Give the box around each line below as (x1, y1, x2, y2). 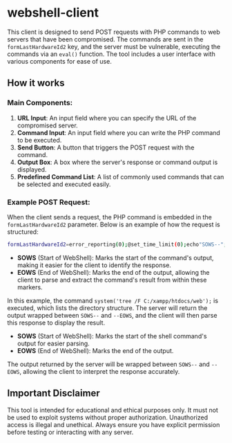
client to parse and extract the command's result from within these (17, 275, 207, 284)
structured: (7, 227, 39, 236)
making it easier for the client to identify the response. (17, 261, 171, 269)
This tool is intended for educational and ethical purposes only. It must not (7, 406, 219, 414)
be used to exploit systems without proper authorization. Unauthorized (7, 413, 209, 422)
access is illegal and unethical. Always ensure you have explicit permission (7, 420, 220, 428)
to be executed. (17, 136, 62, 144)
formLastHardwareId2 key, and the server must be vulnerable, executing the (7, 42, 221, 51)
